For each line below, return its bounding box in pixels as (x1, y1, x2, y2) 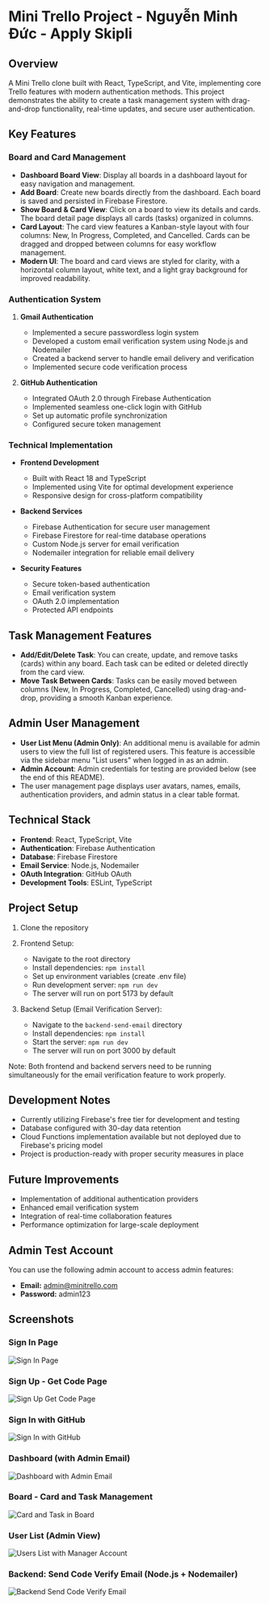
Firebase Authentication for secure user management (32, 522, 210, 532)
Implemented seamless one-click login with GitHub (32, 402, 202, 411)
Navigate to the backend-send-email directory (32, 1019, 183, 1029)
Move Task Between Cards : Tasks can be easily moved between (19, 676, 237, 686)
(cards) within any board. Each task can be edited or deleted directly (19, 659, 249, 669)
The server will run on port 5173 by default (32, 988, 174, 998)
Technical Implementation (8, 439, 113, 450)
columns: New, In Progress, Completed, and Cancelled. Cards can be (19, 230, 250, 240)
